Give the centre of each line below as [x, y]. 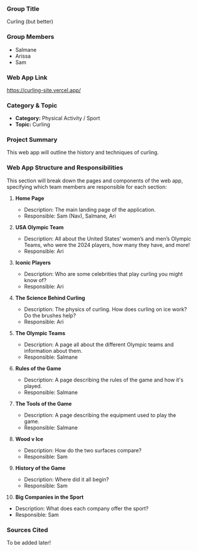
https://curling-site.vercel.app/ [44, 90]
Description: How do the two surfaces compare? [83, 450]
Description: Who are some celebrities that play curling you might [103, 274]
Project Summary [32, 140]
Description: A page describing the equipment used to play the [100, 415]
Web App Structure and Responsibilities [65, 168]
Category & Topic [32, 105]
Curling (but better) [30, 22]
